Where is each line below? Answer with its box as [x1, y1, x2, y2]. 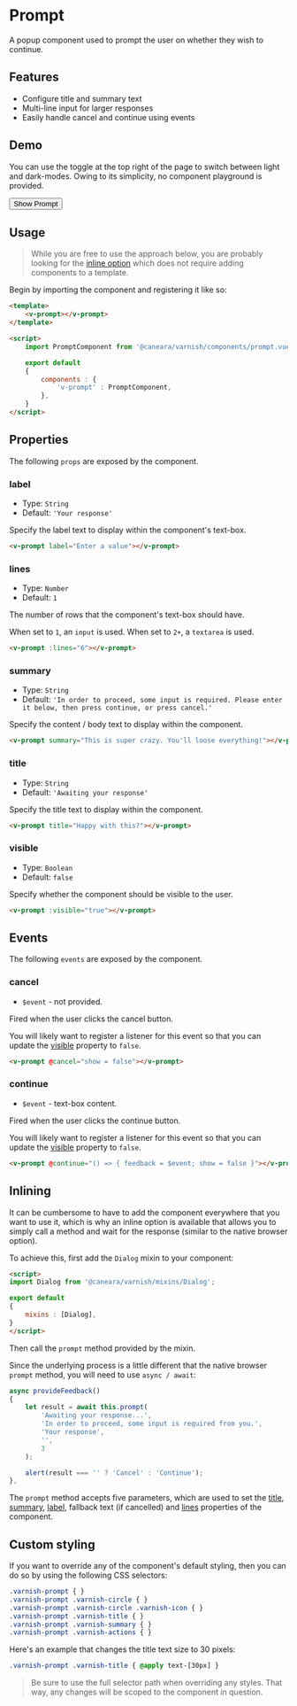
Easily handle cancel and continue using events [21, 112, 195, 122]
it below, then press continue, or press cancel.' [21, 703, 213, 713]
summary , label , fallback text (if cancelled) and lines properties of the [9, 1502, 263, 1513]
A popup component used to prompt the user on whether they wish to [9, 35, 263, 45]
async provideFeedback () [9, 1386, 101, 1395]
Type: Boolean [21, 862, 73, 872]
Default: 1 [21, 593, 57, 603]
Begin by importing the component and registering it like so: [9, 284, 227, 295]
